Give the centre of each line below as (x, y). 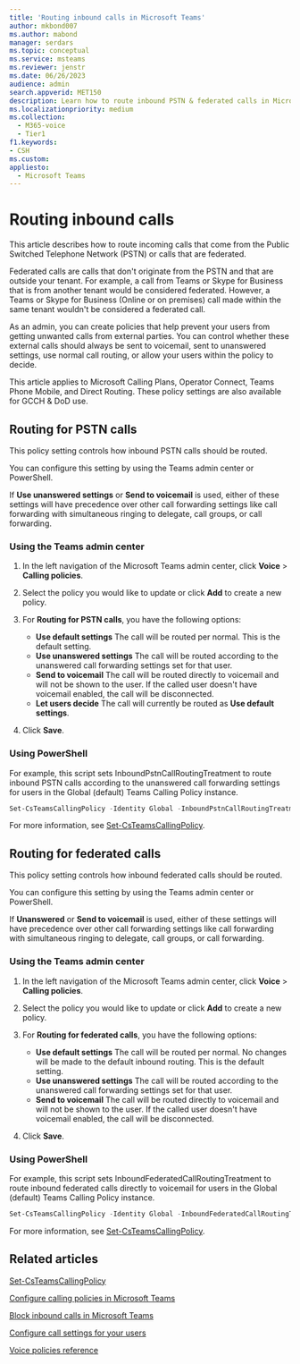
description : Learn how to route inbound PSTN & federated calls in (139, 101)
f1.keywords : (33, 142)
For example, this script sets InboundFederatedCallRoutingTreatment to (140, 1178)
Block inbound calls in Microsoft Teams (82, 1315)
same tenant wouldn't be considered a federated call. (108, 309)
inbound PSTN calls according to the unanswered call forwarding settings (145, 783)
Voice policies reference (54, 1350)
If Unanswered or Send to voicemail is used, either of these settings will (143, 919)
